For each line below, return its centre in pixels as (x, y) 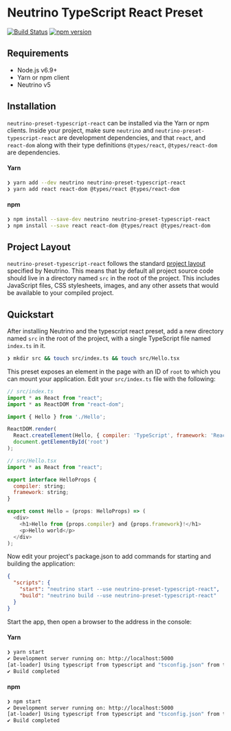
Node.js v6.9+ (37, 70)
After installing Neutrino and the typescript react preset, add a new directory (115, 331)
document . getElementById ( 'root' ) (61, 442)
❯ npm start (24, 701)
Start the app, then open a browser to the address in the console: (100, 621)
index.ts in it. (26, 346)
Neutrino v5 (34, 85)
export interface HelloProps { (52, 480)
